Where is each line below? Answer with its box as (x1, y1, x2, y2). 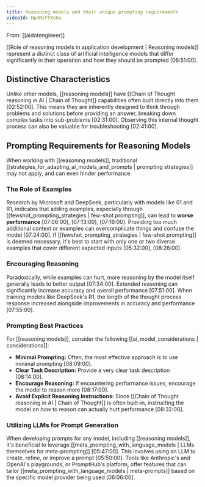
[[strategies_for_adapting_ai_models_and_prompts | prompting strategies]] (6, 163, 193, 171)
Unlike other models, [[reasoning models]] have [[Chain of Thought (6, 90, 176, 98)
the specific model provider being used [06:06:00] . (6, 474, 135, 481)
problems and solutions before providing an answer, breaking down (6, 110, 176, 117)
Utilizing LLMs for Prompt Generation (6, 420, 119, 429)
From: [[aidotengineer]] (6, 31, 65, 39)
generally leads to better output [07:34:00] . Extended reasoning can (6, 280, 178, 288)
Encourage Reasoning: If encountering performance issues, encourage (15, 380, 196, 387)
